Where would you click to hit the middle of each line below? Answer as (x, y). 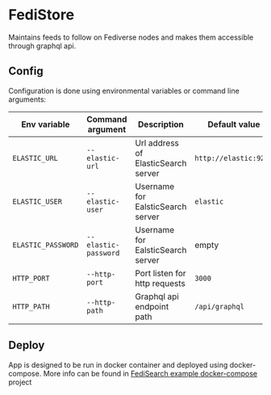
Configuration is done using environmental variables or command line (124, 90)
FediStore (42, 15)
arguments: (27, 99)
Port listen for (161, 273)
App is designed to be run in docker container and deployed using (118, 364)
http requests (160, 283)
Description (161, 124)
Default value (234, 124)
